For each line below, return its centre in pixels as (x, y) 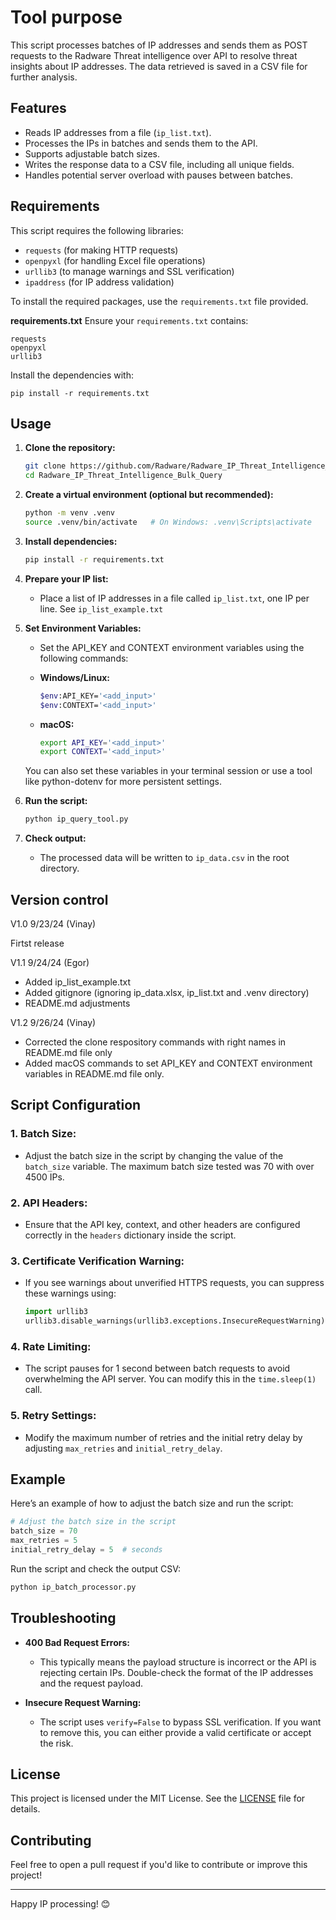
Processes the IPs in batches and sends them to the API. (141, 143)
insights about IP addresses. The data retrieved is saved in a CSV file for (159, 66)
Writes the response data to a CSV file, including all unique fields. (159, 164)
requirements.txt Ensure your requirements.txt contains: (129, 320)
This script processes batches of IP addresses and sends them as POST (159, 45)
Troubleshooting (63, 1618)
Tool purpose (66, 17)
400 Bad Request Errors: (77, 1642)
